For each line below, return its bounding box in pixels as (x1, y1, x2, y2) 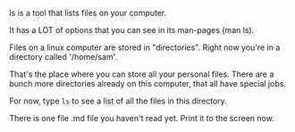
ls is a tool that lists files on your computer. (9, 8, 167, 18)
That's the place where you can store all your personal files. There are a (9, 69, 274, 79)
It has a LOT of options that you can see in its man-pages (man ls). (9, 25, 255, 35)
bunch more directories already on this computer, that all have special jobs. (9, 78, 286, 88)
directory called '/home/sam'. (9, 52, 118, 62)
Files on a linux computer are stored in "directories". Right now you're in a (9, 42, 281, 53)
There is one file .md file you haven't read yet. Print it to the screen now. (9, 113, 274, 123)
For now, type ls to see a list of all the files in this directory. (9, 95, 228, 106)
